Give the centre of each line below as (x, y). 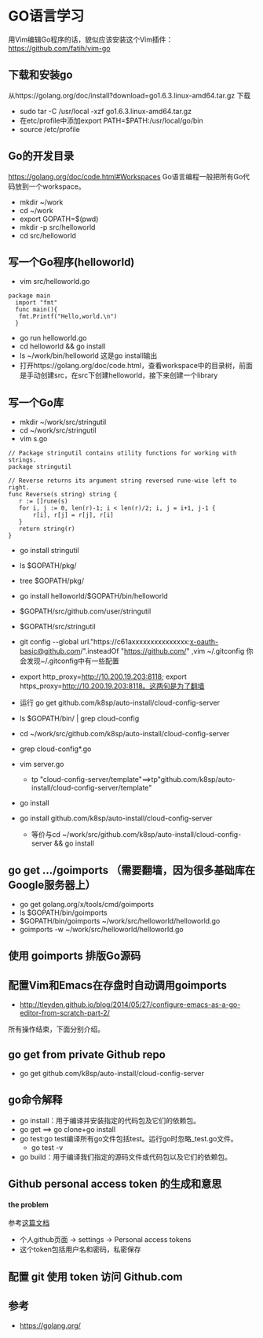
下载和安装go (40, 75)
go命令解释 (35, 1100)
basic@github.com (50, 651)
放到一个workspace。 (50, 186)
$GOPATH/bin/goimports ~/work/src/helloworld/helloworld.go (120, 921)
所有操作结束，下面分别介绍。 (56, 1029)
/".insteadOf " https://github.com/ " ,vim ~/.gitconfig (163, 651)
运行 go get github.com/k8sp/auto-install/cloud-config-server (119, 703)
